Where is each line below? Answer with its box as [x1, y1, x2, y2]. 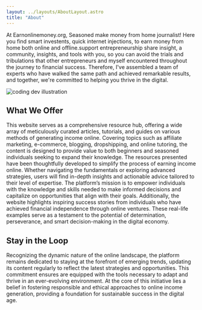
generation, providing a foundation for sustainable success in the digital [6, 290, 185, 297]
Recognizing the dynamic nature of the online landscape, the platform [6, 252, 180, 259]
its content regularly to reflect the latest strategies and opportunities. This [6, 265, 189, 272]
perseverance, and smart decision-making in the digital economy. [6, 218, 169, 225]
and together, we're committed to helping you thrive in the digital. [6, 76, 169, 84]
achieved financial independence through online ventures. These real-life [6, 205, 189, 213]
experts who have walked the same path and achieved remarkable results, [6, 70, 191, 77]
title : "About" [6, 15, 45, 21]
